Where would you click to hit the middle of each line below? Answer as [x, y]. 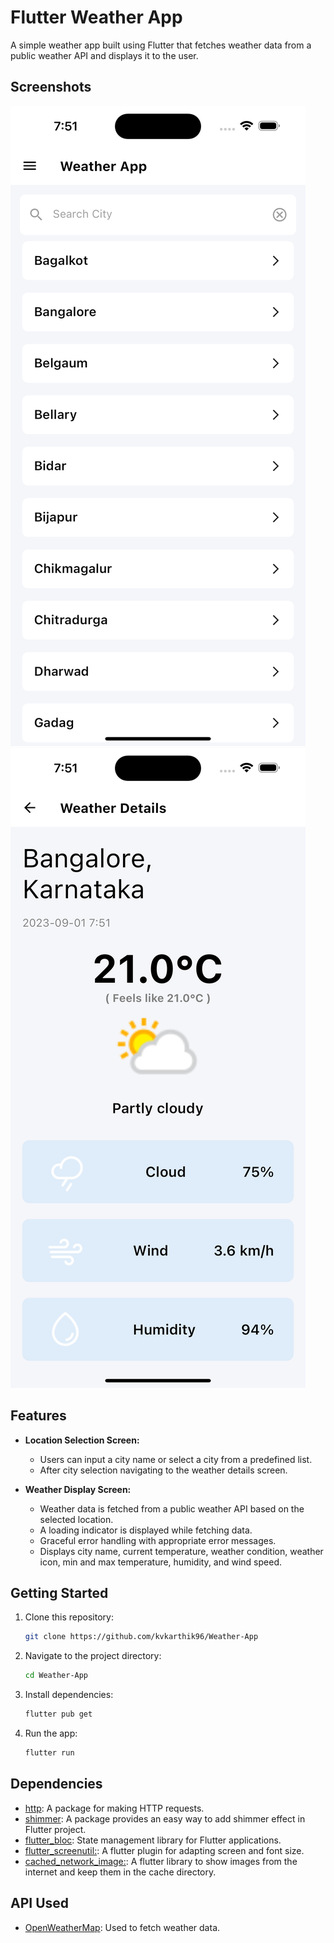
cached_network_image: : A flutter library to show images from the [161, 1861]
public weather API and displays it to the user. [104, 55]
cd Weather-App [56, 1676]
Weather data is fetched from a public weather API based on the [172, 1508]
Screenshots [51, 87]
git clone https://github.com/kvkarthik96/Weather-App [141, 1637]
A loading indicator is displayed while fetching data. [146, 1530]
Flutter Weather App [96, 17]
